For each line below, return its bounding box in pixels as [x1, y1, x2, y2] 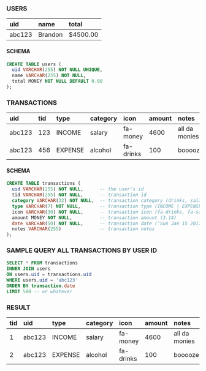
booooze [174, 350, 199, 359]
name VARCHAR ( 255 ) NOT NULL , [12, 72, 86, 79]
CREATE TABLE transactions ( [6, 181, 81, 187]
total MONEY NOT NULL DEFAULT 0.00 [12, 78, 103, 84]
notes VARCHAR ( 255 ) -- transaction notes [12, 226, 155, 232]
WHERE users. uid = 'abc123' [6, 277, 78, 283]
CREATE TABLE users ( [6, 61, 62, 67]
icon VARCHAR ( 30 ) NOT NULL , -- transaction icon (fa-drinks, [12, 209, 185, 215]
